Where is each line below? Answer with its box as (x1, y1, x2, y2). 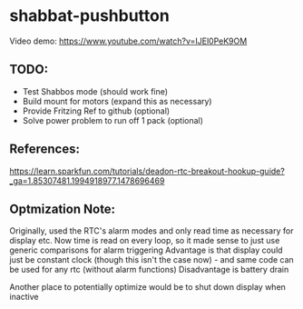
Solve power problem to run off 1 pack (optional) (22, 115, 204, 125)
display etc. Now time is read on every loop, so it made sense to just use (9, 235, 280, 246)
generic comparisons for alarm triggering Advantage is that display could (9, 244, 283, 255)
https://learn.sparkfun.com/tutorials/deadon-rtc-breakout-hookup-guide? (9, 165, 286, 176)
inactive (9, 292, 39, 303)
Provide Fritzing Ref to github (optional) (22, 105, 171, 116)
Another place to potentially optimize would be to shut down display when (9, 282, 286, 293)
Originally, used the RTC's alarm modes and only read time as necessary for (9, 225, 294, 236)
